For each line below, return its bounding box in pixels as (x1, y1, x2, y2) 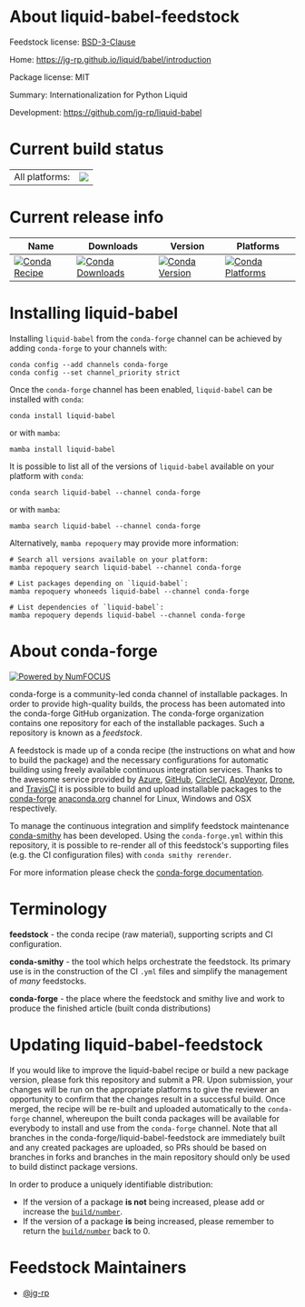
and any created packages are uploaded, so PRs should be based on (9, 1142, 267, 1152)
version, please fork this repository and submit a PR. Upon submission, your (9, 1074, 293, 1085)
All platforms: (14, 170, 71, 183)
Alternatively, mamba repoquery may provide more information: (9, 537, 239, 548)
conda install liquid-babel (9, 411, 116, 420)
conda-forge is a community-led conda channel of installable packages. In (9, 688, 288, 699)
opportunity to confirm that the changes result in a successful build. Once (9, 1093, 286, 1104)
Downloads (87, 239, 139, 252)
